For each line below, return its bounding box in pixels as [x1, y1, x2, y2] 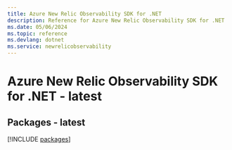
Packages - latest [7, 116, 86, 128]
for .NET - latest [7, 89, 102, 104]
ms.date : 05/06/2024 [7, 23, 68, 30]
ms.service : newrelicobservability [7, 43, 112, 50]
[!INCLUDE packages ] [7, 135, 71, 143]
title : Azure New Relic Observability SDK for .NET [7, 10, 162, 18]
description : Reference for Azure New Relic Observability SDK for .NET [7, 17, 225, 24]
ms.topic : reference [7, 30, 68, 37]
